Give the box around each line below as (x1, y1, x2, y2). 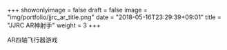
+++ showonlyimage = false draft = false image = (7, 6, 148, 14)
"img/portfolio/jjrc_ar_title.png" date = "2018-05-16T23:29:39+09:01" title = (7, 13, 222, 21)
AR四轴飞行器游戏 (7, 36, 58, 44)
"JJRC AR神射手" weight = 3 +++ (7, 21, 101, 29)
